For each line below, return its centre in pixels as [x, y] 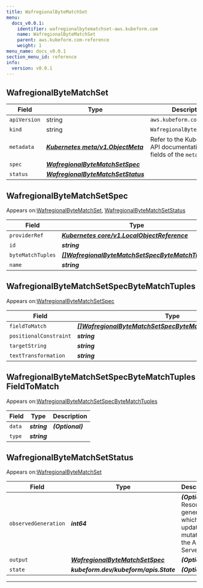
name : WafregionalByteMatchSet [56, 34]
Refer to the [167, 140]
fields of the [167, 155]
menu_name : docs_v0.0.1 [36, 51]
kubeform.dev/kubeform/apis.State [123, 570]
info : [13, 62]
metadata [22, 147]
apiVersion [25, 120]
